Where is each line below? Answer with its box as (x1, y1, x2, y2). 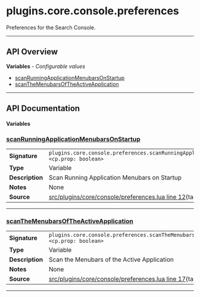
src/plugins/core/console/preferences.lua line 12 (48, 193, 186, 201)
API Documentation (6, 103, 80, 114)
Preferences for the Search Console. (6, 24, 96, 31)
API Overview (6, 47, 58, 57)
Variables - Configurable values (6, 63, 85, 70)
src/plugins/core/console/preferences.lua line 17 (48, 275, 186, 283)
